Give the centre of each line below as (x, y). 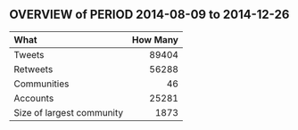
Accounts (34, 98)
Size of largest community (69, 112)
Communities (41, 84)
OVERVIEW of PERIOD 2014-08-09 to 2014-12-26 (149, 15)
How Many (155, 39)
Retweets (33, 69)
